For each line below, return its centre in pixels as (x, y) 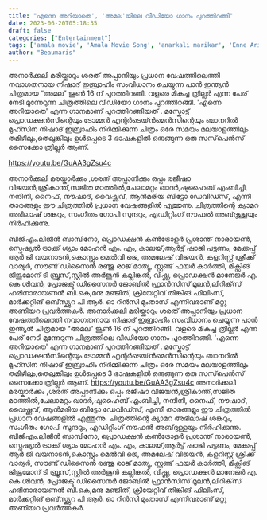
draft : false (30, 30)
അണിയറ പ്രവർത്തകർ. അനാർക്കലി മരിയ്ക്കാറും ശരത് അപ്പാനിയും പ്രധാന (126, 311)
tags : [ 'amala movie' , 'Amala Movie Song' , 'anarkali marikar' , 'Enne (128, 45)
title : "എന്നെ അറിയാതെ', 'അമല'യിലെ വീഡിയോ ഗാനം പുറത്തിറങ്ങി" (121, 16)
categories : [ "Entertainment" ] (60, 38)
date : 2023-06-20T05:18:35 (53, 23)
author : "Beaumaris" (43, 53)
